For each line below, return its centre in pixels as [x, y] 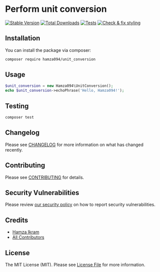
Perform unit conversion [56, 9]
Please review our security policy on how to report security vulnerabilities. [80, 205]
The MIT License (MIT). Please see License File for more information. [75, 265]
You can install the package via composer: [48, 50]
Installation [23, 38]
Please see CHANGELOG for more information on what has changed [74, 145]
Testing [17, 106]
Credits [17, 220]
